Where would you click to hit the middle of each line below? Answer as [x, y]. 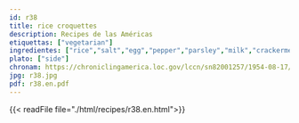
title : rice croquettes [53, 26]
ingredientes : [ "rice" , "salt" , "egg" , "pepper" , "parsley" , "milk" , [131, 51]
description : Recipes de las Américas [81, 34]
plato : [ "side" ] [39, 59]
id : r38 [24, 17]
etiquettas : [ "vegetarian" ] [61, 42]
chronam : [25, 68]
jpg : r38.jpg [33, 76]
